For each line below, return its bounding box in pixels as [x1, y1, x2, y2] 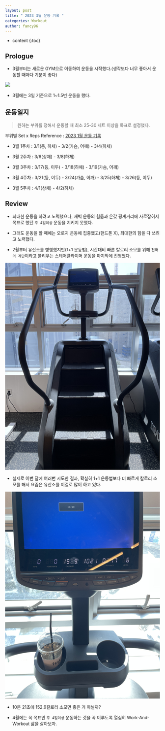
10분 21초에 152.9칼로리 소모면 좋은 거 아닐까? [12, 704, 101, 710]
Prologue [5, 52, 33, 60]
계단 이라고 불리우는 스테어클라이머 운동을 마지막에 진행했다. [18, 253, 131, 259]
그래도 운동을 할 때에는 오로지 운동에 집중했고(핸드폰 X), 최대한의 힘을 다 [12, 230, 151, 236]
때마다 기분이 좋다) [21, 72, 57, 78]
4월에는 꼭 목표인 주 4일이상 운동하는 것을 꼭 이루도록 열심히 [12, 714, 126, 720]
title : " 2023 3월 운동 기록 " [5, 13, 64, 18]
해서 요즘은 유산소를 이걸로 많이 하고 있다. [21, 481, 102, 487]
